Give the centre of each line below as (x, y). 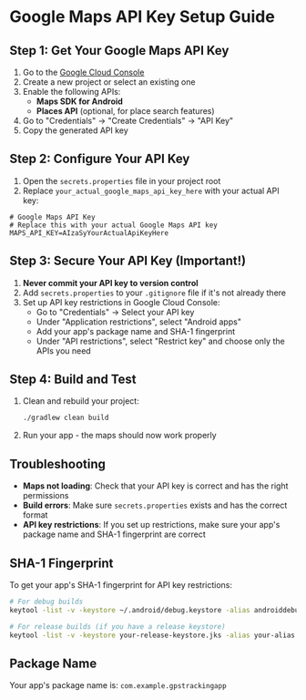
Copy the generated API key (76, 130)
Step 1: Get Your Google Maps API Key (119, 51)
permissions (46, 496)
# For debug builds (46, 602)
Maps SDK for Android (79, 101)
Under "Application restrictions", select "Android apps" (138, 322)
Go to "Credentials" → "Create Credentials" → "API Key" (128, 121)
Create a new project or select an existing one (109, 82)
